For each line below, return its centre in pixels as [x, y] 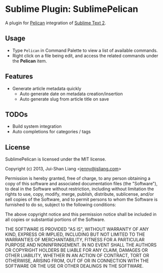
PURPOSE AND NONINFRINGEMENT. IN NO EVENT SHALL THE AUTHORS [81, 245]
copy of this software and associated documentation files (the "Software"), [81, 184]
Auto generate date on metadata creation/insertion [71, 94]
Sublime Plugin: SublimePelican [72, 9]
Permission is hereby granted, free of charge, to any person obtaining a [78, 178]
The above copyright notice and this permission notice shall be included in [81, 215]
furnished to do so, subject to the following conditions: [61, 205]
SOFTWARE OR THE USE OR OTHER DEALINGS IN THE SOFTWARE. [74, 266]
